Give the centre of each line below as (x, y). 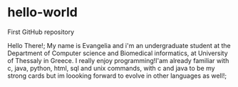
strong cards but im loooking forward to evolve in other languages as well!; (117, 76)
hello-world (43, 12)
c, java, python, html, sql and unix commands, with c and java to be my (111, 68)
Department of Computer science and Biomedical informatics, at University (118, 53)
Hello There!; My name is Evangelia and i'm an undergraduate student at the (119, 45)
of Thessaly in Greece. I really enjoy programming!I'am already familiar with (118, 60)
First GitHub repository (41, 32)
